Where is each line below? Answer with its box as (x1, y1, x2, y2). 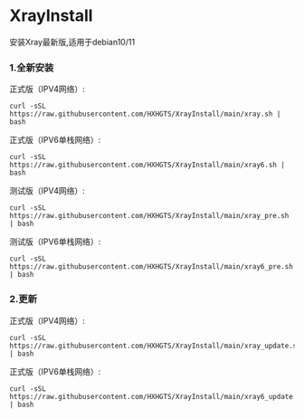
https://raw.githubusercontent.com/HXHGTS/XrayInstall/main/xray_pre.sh (9, 212, 290, 221)
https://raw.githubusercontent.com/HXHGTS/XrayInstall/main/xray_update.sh (9, 341, 301, 350)
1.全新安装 (9, 61, 54, 73)
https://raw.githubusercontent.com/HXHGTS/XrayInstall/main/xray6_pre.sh (9, 262, 294, 271)
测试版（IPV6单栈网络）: (9, 236, 101, 247)
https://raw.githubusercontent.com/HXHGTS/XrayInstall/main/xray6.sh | (9, 160, 285, 170)
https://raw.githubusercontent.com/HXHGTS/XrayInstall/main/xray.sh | (9, 109, 281, 119)
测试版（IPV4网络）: (9, 185, 85, 196)
